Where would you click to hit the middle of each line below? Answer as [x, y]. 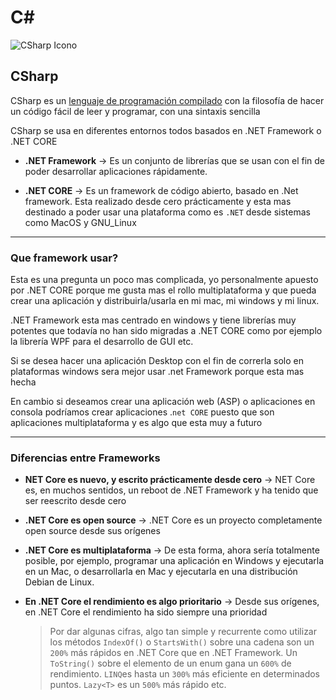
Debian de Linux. [59, 582]
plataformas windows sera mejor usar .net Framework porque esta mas [157, 372]
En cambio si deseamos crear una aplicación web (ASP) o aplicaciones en [163, 402]
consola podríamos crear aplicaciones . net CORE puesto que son [142, 412]
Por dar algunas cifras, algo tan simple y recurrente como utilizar [183, 632]
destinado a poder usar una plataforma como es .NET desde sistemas [167, 212]
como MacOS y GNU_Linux [80, 222]
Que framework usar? [64, 258]
